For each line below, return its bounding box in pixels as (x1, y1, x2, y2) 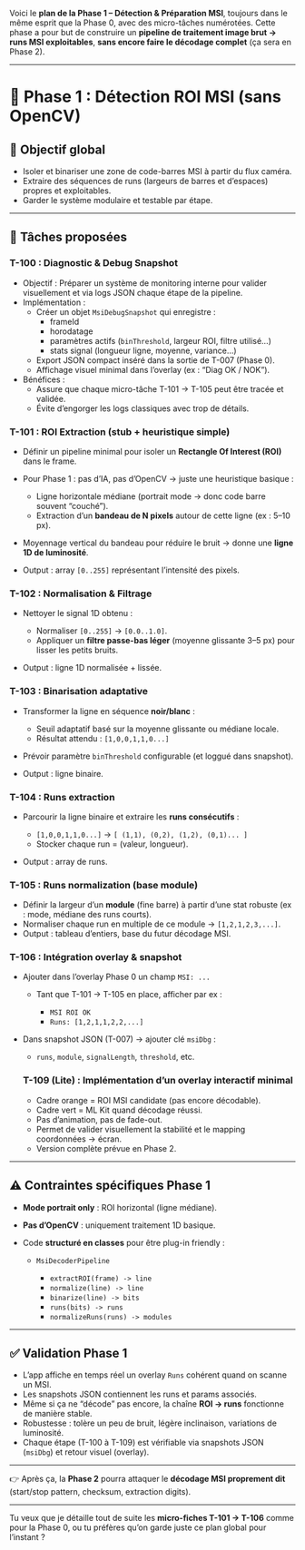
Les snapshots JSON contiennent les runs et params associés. (22, 1388, 257, 1400)
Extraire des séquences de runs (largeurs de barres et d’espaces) (22, 176, 269, 186)
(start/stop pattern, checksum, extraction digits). (9, 1486, 192, 1497)
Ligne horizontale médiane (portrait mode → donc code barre (35, 490, 266, 502)
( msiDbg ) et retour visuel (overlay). (22, 1447, 150, 1457)
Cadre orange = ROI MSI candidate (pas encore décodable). (35, 1094, 261, 1105)
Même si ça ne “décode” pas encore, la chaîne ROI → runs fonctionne (22, 1398, 284, 1409)
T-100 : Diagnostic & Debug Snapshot (9, 257, 179, 270)
